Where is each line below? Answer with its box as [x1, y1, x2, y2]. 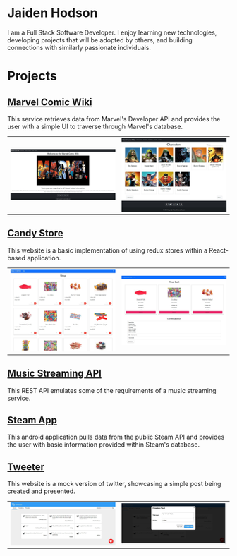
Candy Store [7, 227, 63, 239]
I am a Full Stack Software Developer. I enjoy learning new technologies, [7, 28, 217, 37]
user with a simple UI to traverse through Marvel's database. [7, 122, 183, 131]
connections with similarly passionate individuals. [7, 43, 152, 52]
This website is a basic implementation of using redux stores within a [7, 246, 208, 255]
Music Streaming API [7, 368, 102, 380]
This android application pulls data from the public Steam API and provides [7, 433, 225, 442]
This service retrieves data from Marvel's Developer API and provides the [7, 114, 221, 123]
